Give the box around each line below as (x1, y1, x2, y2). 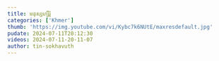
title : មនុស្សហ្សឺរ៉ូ (7, 10, 51, 18)
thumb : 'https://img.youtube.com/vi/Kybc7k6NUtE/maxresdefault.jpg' (7, 23, 213, 30)
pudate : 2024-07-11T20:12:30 (7, 29, 93, 37)
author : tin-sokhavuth (7, 43, 74, 50)
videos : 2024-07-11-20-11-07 (7, 36, 93, 43)
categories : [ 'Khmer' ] (7, 17, 74, 24)
